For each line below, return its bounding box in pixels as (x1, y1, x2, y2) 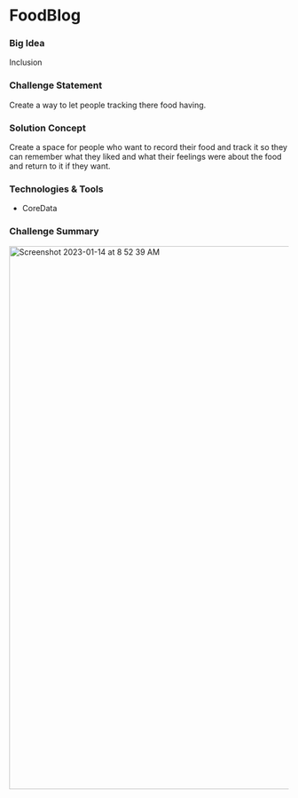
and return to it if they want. (9, 161, 111, 171)
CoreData (21, 203, 58, 214)
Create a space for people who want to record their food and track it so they (9, 142, 288, 153)
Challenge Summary (9, 225, 99, 238)
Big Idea (9, 37, 45, 50)
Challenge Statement (9, 79, 103, 91)
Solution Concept (9, 122, 86, 134)
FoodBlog (9, 5, 82, 26)
